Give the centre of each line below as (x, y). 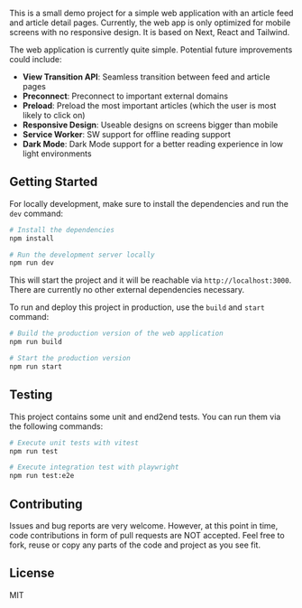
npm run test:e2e (42, 476)
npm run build (36, 342)
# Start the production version (70, 359)
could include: (36, 59)
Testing (31, 395)
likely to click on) (54, 115)
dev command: (37, 213)
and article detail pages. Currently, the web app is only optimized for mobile (150, 23)
